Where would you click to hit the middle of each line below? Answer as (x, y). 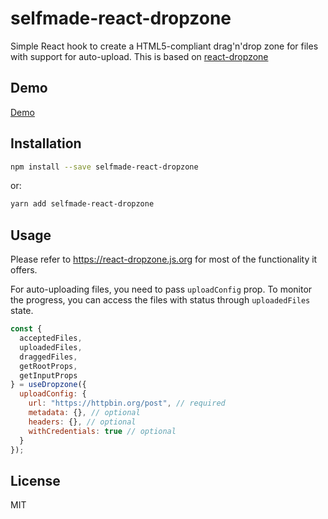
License (35, 480)
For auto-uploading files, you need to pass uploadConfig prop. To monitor (161, 289)
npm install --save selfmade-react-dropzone (104, 167)
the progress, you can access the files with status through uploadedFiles (160, 300)
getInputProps (48, 375)
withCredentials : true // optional (102, 431)
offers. (24, 270)
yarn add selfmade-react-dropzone (82, 204)
